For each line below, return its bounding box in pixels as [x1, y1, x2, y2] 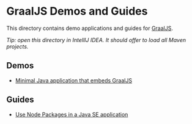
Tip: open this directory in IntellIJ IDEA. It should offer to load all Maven [6, 36, 186, 43]
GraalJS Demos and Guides [6, 4, 148, 18]
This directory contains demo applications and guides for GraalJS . [6, 24, 173, 32]
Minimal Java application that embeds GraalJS [15, 76, 133, 84]
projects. [6, 43, 29, 50]
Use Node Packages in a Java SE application [15, 111, 128, 118]
